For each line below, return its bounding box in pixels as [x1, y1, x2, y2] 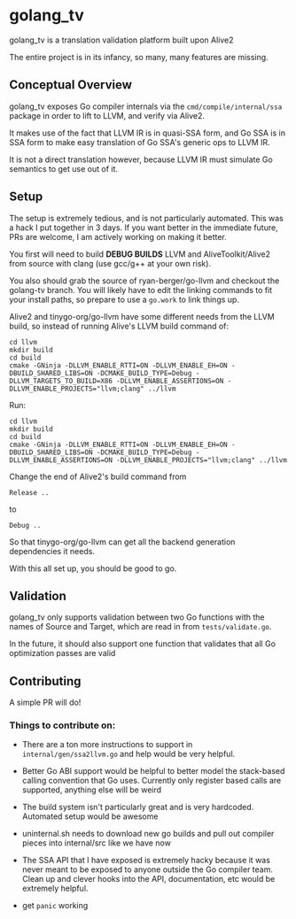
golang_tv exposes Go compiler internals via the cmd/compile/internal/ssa [9, 101, 283, 112]
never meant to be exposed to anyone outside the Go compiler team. [21, 864, 273, 875]
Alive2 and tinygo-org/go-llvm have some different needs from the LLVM [9, 311, 275, 321]
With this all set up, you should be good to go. [9, 563, 177, 574]
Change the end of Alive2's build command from [9, 471, 187, 482]
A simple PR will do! [9, 697, 82, 708]
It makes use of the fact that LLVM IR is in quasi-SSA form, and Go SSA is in [9, 127, 286, 138]
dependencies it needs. [9, 545, 96, 556]
